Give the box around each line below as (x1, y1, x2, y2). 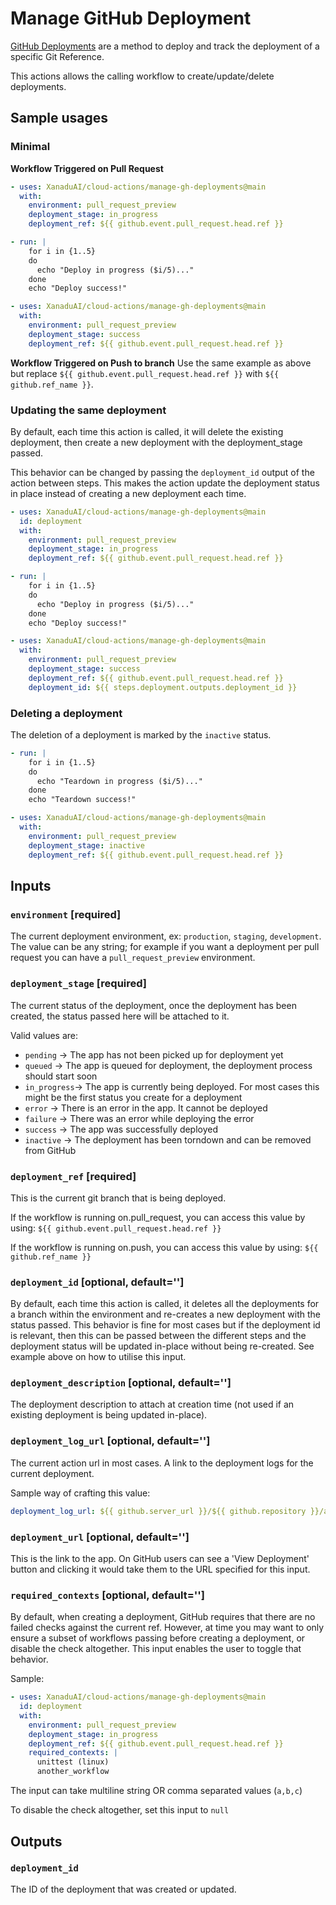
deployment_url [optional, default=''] (10, 1530, 190, 1544)
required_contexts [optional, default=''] (10, 1588, 206, 1602)
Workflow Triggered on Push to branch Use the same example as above (10, 357, 312, 369)
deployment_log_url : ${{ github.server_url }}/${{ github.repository (10, 1506, 307, 1516)
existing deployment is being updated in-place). (10, 1409, 208, 1421)
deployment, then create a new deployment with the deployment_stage (10, 436, 303, 448)
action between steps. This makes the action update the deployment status (10, 477, 320, 489)
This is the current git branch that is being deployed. (10, 1192, 227, 1204)
